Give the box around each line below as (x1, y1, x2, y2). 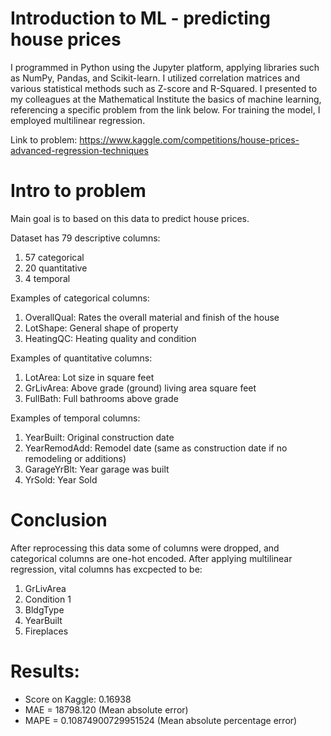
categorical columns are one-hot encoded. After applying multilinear (10, 552, 293, 564)
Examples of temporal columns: (10, 412, 141, 424)
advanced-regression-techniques (10, 144, 149, 156)
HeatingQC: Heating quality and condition (24, 332, 197, 344)
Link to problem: (10, 133, 78, 146)
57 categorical (24, 251, 85, 263)
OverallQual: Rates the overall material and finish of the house (24, 311, 280, 323)
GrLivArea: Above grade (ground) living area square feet (24, 382, 257, 394)
